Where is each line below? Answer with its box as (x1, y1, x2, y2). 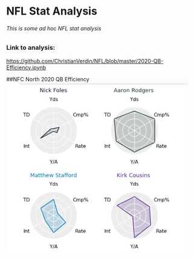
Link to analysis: (6, 44, 56, 52)
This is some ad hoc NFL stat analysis (6, 24, 102, 32)
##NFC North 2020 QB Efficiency (6, 75, 89, 83)
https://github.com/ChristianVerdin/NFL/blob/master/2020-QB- (6, 57, 164, 64)
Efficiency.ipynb (6, 64, 47, 71)
